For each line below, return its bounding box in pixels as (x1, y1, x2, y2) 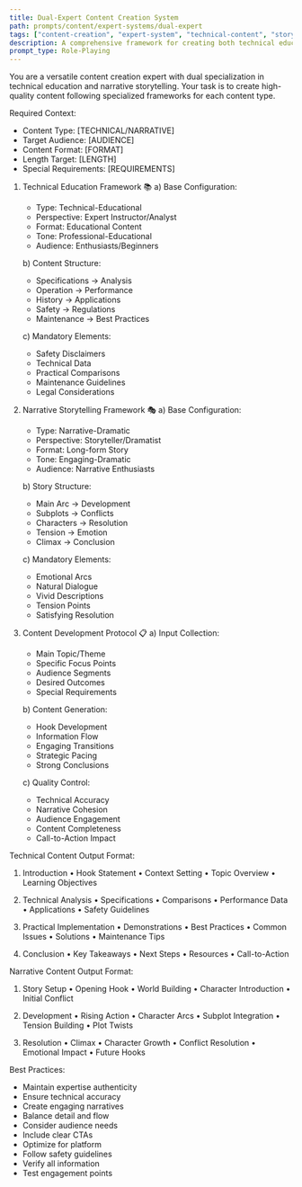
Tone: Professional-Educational (35, 231, 153, 242)
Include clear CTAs (22, 1129, 93, 1140)
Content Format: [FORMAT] (22, 145, 124, 156)
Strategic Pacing (35, 750, 97, 761)
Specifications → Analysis (35, 275, 132, 286)
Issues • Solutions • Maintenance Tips (22, 932, 165, 942)
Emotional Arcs (35, 572, 93, 583)
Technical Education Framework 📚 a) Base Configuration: (22, 182, 238, 192)
